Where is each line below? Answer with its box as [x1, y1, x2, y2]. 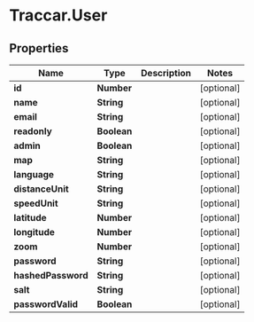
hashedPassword [13, 270, 89, 281]
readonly [13, 125, 53, 137]
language [13, 169, 55, 180]
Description [141, 67, 192, 79]
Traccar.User [9, 5, 108, 26]
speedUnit [13, 197, 59, 209]
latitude [13, 212, 47, 224]
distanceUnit [13, 183, 69, 195]
